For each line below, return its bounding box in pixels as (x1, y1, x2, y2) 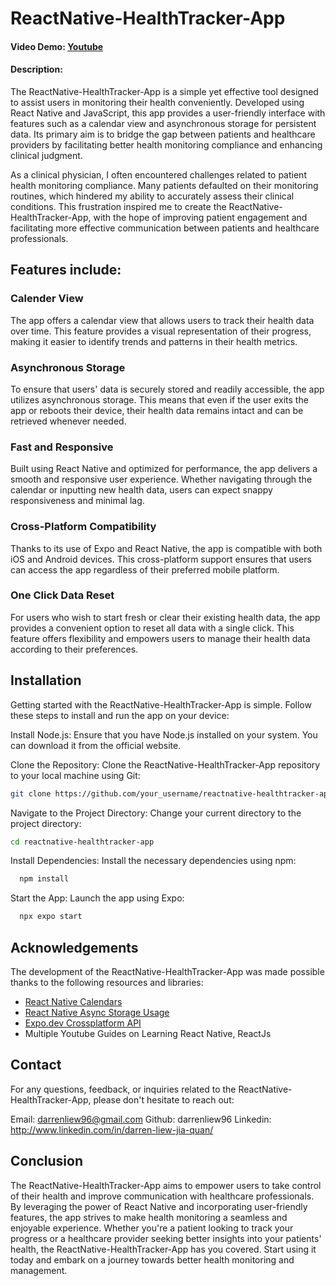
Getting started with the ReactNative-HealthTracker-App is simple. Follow (10, 698, 312, 711)
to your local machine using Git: (10, 769, 141, 781)
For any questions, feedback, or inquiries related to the (10, 1083, 237, 1095)
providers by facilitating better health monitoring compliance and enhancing (10, 138, 323, 151)
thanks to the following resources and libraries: (10, 976, 204, 988)
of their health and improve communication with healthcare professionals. (10, 1190, 315, 1202)
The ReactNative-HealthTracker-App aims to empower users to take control (10, 1179, 322, 1191)
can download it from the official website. (10, 739, 182, 751)
